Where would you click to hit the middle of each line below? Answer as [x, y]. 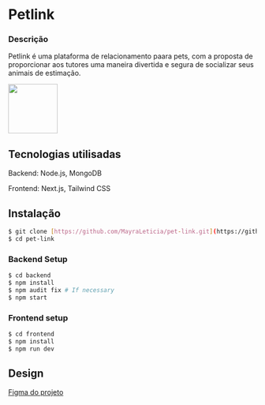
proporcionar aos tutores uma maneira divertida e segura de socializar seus [131, 65]
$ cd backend [30, 276]
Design [26, 373]
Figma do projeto [36, 392]
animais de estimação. [45, 73]
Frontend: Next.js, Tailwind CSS [60, 189]
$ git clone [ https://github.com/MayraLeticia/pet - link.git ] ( [112, 232]
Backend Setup [38, 259]
